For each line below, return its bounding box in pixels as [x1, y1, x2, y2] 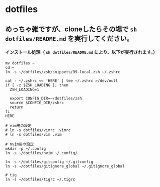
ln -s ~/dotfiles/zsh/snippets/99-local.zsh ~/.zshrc [5, 69, 121, 74]
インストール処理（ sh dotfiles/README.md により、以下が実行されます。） [5, 49, 157, 55]
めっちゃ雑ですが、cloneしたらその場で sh [5, 25, 137, 33]
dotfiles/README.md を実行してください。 [5, 34, 134, 43]
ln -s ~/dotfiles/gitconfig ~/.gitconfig [5, 159, 94, 164]
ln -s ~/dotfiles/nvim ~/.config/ [5, 150, 78, 155]
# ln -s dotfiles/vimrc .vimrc [5, 127, 71, 133]
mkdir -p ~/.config [5, 146, 46, 151]
